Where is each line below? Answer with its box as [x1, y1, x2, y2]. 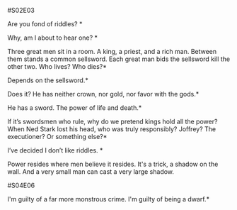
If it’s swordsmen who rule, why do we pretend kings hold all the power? [7, 117, 218, 126]
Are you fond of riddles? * [7, 20, 83, 28]
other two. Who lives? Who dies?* [7, 62, 108, 70]
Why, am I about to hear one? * [7, 33, 98, 42]
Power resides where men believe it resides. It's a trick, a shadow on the [7, 160, 219, 168]
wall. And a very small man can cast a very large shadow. [7, 167, 175, 176]
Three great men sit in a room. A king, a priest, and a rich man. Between [7, 48, 217, 55]
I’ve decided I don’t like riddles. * [7, 146, 103, 155]
